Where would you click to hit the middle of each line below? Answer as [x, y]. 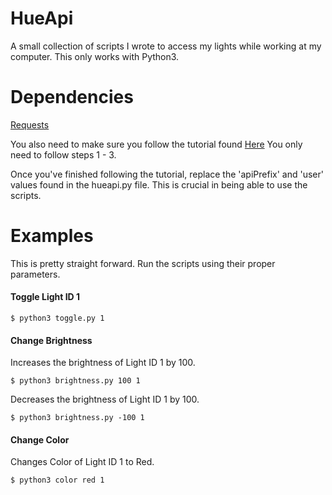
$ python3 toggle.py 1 [57, 318]
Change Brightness [51, 340]
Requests [30, 124]
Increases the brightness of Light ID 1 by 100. [103, 363]
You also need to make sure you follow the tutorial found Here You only [156, 144]
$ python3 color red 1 [57, 480]
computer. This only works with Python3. [95, 56]
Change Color [40, 439]
